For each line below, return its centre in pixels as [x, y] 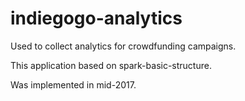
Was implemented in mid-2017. [73, 84]
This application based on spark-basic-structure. [111, 65]
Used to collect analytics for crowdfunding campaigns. [123, 46]
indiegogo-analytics [96, 18]
